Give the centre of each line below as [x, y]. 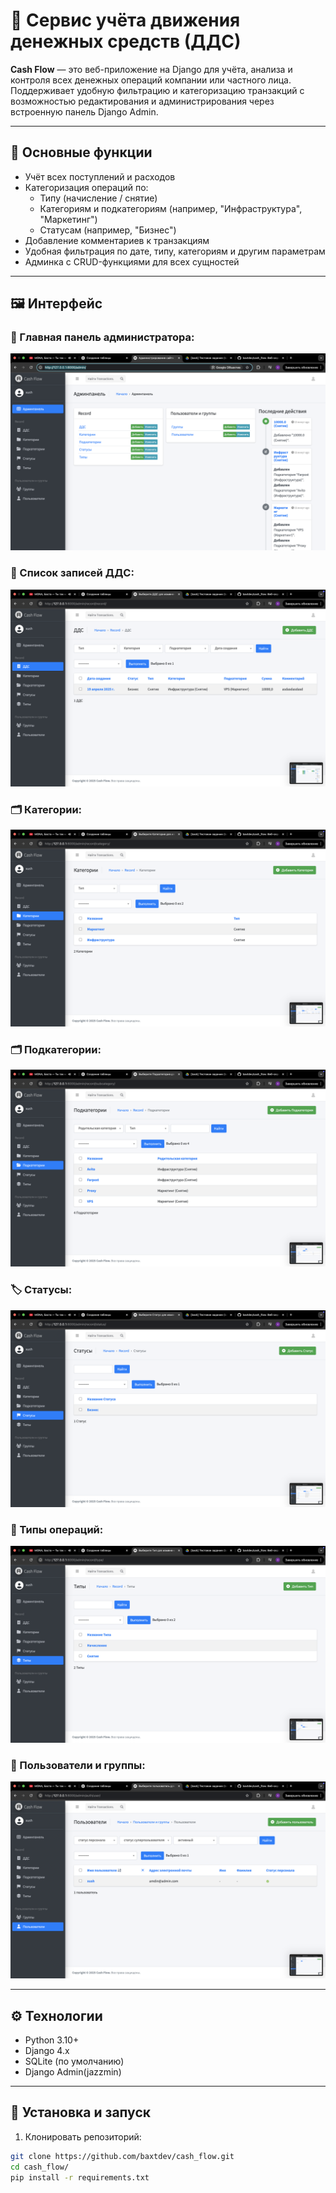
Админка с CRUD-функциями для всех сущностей [132, 261]
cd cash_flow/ [40, 2167]
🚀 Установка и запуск [80, 2112]
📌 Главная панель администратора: [102, 337]
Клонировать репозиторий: [83, 2136]
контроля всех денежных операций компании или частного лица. [151, 80]
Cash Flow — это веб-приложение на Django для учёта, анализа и [151, 69]
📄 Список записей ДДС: [72, 573]
